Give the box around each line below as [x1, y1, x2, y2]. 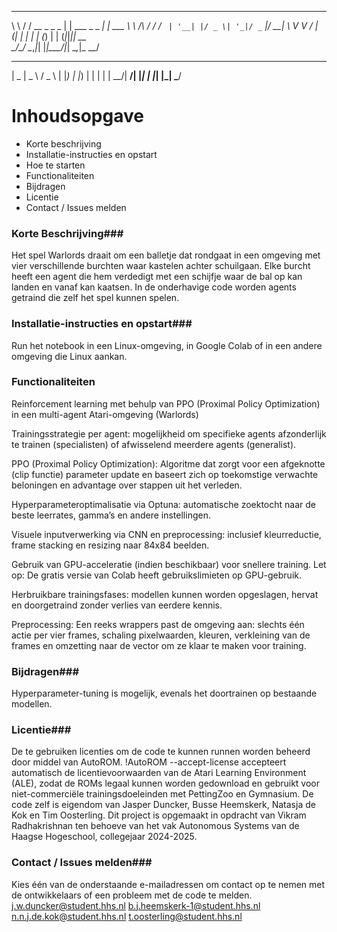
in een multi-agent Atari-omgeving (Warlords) [11, 408, 199, 420]
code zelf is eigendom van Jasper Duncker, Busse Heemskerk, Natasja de [11, 799, 316, 811]
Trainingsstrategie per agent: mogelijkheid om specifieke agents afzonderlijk [11, 427, 327, 440]
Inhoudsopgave [11, 105, 144, 128]
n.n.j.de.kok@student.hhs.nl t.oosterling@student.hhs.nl [11, 910, 243, 922]
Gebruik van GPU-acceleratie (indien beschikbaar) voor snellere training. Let [11, 558, 327, 570]
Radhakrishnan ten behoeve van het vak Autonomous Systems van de [11, 820, 300, 832]
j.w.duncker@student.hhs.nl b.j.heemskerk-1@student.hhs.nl [11, 899, 261, 911]
